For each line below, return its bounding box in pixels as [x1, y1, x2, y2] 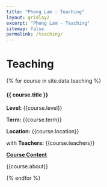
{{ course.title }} [6, 91, 49, 98]
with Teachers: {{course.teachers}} [6, 139, 95, 147]
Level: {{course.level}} [6, 104, 63, 112]
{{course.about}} [6, 163, 48, 170]
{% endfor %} [6, 174, 41, 182]
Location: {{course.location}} [6, 128, 79, 135]
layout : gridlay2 [6, 14, 50, 21]
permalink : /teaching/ [6, 31, 63, 37]
